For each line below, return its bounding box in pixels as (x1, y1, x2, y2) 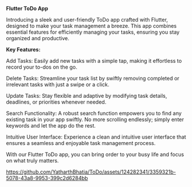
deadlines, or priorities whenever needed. (6, 98, 107, 105)
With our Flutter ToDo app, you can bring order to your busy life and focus (6, 151, 184, 158)
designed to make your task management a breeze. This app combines (6, 23, 177, 29)
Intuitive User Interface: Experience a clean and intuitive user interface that (6, 133, 187, 140)
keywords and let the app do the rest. (6, 122, 96, 129)
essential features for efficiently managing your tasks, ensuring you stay (6, 29, 180, 36)
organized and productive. (6, 35, 69, 41)
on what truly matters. (6, 157, 60, 164)
